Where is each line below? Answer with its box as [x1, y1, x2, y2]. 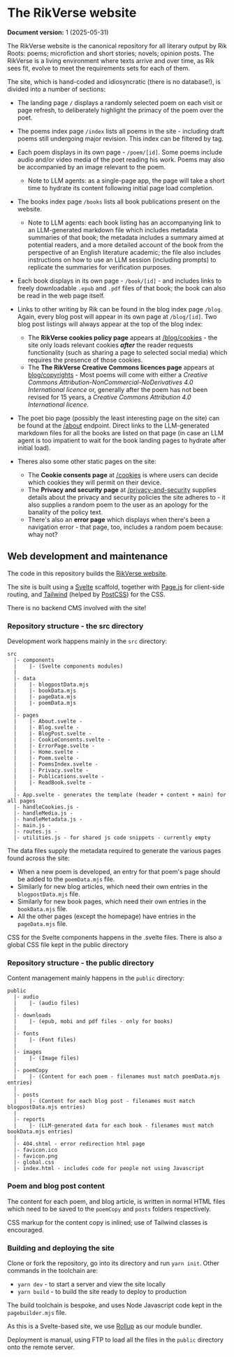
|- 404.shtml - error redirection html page [13, 1141, 145, 1148]
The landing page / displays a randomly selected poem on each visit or [17, 98, 223, 106]
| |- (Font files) [13, 1036, 77, 1043]
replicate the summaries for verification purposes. [27, 262, 173, 271]
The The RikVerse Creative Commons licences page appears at [27, 363, 215, 372]
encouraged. [7, 1225, 44, 1234]
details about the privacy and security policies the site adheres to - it [27, 493, 226, 501]
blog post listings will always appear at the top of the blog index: [17, 320, 203, 328]
